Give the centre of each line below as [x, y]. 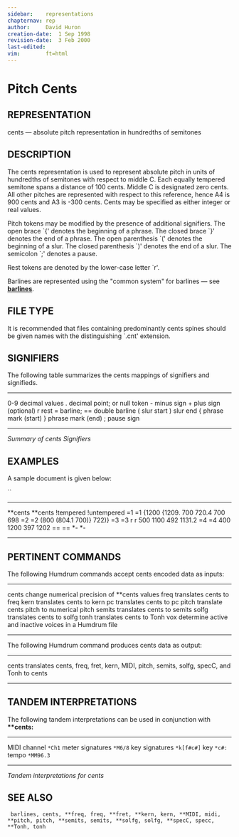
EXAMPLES [33, 461]
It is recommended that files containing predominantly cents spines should [117, 328]
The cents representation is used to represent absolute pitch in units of [111, 172]
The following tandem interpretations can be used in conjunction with [109, 719]
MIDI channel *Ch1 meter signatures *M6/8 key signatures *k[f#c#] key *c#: [117, 747]
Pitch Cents [42, 89]
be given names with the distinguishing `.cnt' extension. [89, 336]
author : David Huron [44, 27]
